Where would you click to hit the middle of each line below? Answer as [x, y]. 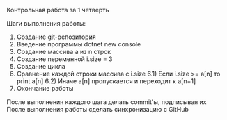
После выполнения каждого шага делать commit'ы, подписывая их [107, 102]
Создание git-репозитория [56, 37]
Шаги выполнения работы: [46, 23]
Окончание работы [45, 88]
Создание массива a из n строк [64, 52]
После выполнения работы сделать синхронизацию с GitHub [97, 109]
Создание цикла [41, 66]
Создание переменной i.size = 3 [64, 59]
